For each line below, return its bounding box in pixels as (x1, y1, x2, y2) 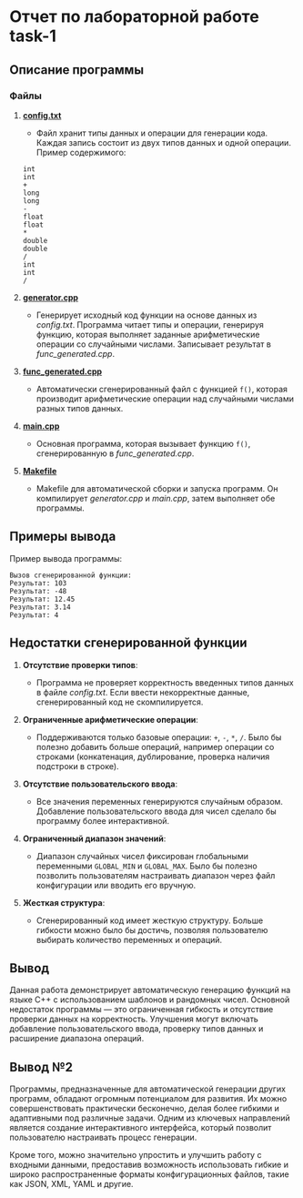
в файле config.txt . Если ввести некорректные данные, (35, 686, 250, 697)
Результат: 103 (9, 578, 67, 588)
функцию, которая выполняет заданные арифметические (35, 329, 260, 340)
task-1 (9, 25, 57, 46)
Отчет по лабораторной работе (9, 6, 259, 27)
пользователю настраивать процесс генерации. (9, 1132, 197, 1143)
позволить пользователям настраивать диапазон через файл (35, 869, 276, 880)
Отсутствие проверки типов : (22, 659, 138, 670)
